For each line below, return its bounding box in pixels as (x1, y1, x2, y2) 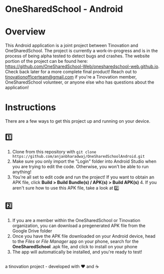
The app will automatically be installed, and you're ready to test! (12, 249, 142, 255)
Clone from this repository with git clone (12, 148, 97, 154)
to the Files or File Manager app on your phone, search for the (12, 238, 139, 244)
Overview (5, 26, 46, 38)
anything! (12, 169, 32, 175)
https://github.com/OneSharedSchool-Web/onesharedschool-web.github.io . (5, 63, 160, 70)
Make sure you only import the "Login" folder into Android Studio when (12, 158, 157, 164)
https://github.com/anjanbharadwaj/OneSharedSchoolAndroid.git (12, 154, 145, 159)
